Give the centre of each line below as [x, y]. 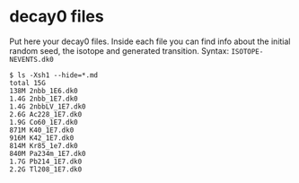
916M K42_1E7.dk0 [42, 138]
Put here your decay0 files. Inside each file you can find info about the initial [150, 41]
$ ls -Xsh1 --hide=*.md [54, 75]
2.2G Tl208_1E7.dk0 [46, 169]
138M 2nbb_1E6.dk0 [44, 91]
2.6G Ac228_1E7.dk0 [46, 114]
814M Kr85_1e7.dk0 [44, 145]
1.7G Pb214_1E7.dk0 [46, 161]
